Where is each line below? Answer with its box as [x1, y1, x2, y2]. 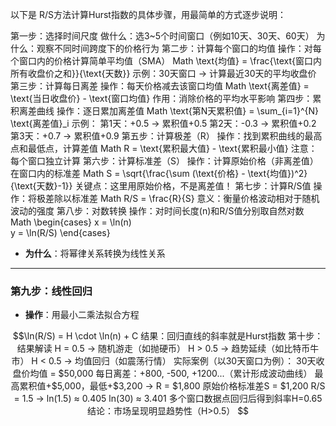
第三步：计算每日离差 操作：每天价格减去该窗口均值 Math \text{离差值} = [10, 80, 310, 92]
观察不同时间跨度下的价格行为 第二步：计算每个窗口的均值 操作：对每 [36, 43, 322, 54]
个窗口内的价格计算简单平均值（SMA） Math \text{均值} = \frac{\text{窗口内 [10, 55, 323, 67]
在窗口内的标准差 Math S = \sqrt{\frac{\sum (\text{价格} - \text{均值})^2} [10, 168, 308, 179]
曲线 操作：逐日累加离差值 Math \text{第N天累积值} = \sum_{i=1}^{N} [36, 105, 320, 117]
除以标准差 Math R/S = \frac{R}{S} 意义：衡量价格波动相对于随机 [53, 193, 320, 204]
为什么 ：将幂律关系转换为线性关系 [24, 248, 166, 259]
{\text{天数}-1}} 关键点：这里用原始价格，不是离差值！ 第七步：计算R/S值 [10, 180, 312, 192]
